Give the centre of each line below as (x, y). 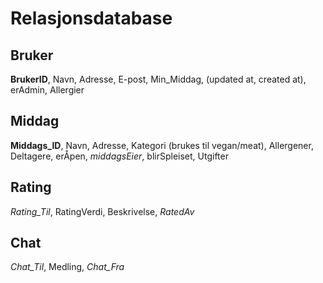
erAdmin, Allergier (47, 90)
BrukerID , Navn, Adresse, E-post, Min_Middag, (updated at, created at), (158, 79)
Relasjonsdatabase (91, 18)
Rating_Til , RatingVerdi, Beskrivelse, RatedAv (102, 211)
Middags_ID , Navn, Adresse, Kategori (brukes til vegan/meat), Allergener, (162, 145)
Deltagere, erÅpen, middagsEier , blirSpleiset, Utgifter (119, 156)
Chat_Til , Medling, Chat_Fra (67, 267)
